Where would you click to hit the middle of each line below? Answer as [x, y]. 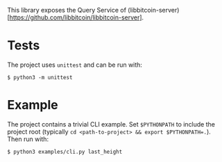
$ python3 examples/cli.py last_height [65, 152]
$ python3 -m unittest [40, 77]
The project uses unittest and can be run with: [75, 65]
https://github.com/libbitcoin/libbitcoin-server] [76, 17]
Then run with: [28, 139]
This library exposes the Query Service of [67, 10]
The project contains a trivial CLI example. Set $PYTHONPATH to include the [111, 124]
